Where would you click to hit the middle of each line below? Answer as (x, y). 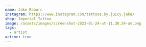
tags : (11, 28)
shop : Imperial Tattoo (28, 19)
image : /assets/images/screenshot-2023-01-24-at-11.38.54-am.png (73, 23)
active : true (18, 37)
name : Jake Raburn (24, 10)
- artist (18, 32)
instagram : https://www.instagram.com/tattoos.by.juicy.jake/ (70, 14)
